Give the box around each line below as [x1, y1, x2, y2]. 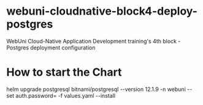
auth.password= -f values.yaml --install [15, 92, 115, 99]
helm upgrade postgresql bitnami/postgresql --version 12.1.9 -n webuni [6, 85, 186, 93]
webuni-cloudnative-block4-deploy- [6, 4, 198, 18]
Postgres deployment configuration [6, 44, 96, 51]
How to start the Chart [6, 65, 122, 79]
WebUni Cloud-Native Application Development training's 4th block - [6, 37, 181, 45]
